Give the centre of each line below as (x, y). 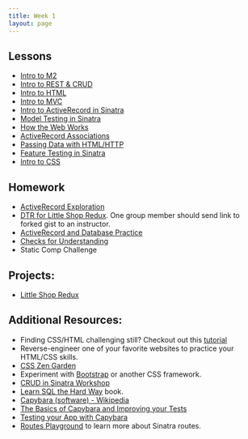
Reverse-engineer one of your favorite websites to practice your (127, 348)
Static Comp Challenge (58, 250)
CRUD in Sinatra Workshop (65, 382)
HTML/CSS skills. (49, 356)
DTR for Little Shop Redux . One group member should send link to (130, 215)
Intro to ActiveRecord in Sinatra (72, 110)
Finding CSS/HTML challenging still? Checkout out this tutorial (124, 339)
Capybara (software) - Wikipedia (74, 400)
